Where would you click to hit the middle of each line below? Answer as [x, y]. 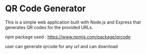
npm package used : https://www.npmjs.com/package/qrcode [68, 37]
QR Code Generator [46, 9]
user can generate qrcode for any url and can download [61, 46]
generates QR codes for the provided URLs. [49, 27]
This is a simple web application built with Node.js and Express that [73, 22]
